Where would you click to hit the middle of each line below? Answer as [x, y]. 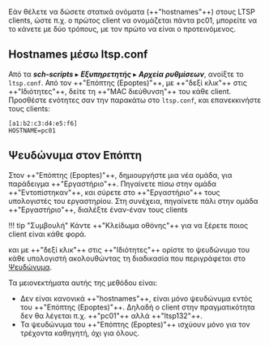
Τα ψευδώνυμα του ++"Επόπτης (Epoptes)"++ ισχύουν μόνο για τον [135, 324]
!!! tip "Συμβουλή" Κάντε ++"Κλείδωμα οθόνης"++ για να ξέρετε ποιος [128, 225]
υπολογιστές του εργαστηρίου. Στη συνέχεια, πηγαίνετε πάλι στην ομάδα [133, 201]
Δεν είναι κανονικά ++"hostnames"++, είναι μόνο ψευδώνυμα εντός [136, 298]
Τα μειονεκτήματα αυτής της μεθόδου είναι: [83, 283]
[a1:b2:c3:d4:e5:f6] [43, 123]
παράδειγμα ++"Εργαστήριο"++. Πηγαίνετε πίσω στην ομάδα [113, 184]
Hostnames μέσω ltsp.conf [78, 55]
